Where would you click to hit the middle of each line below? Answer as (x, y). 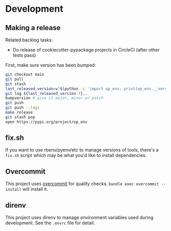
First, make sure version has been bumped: (51, 65)
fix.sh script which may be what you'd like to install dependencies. (76, 156)
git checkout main (25, 74)
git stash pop (20, 117)
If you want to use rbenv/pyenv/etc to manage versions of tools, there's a (82, 150)
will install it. (35, 189)
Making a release (33, 28)
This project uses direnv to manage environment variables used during (79, 218)
